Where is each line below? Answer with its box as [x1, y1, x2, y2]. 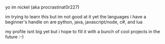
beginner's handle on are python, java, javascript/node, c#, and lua [5, 19, 143, 25]
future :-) [5, 34, 24, 40]
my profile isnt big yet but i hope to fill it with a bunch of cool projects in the [5, 29, 161, 34]
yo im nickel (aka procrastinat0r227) [5, 4, 80, 10]
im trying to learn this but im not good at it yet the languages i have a [5, 14, 147, 19]
